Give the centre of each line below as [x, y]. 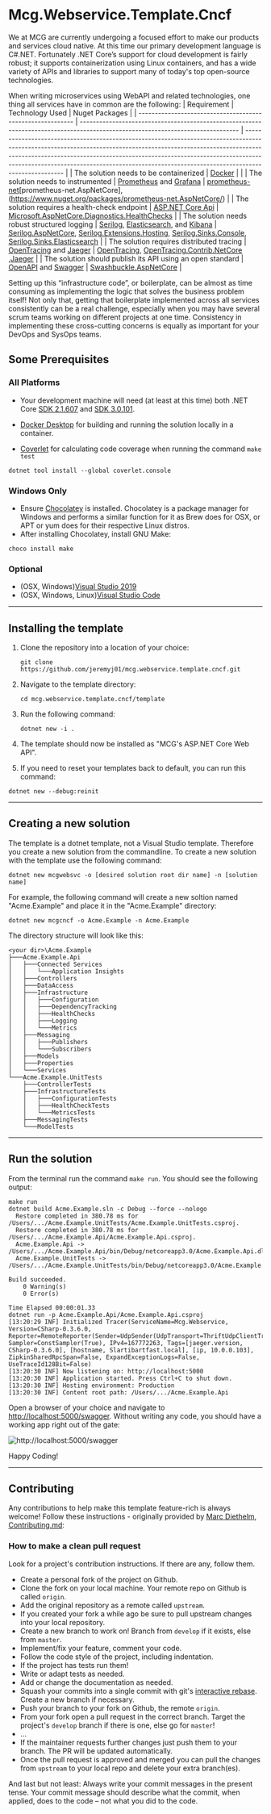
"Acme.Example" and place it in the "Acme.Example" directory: [113, 905]
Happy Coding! [33, 1456]
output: [20, 1187]
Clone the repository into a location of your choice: [104, 648]
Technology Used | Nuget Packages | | [73, 113]
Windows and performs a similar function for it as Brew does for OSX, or [140, 516]
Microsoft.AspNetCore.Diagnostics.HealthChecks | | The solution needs [128, 215]
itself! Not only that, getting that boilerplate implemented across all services [134, 299]
